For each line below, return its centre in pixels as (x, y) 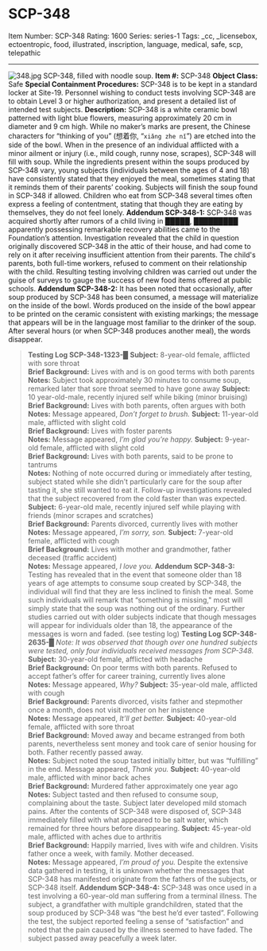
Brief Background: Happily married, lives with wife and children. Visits (143, 845)
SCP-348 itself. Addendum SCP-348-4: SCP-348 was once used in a (142, 887)
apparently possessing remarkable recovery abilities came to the (114, 229)
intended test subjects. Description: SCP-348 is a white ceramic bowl (123, 109)
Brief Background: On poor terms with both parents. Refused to (132, 667)
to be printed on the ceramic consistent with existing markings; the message (133, 314)
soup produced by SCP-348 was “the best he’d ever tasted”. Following (143, 913)
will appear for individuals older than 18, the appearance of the (130, 625)
